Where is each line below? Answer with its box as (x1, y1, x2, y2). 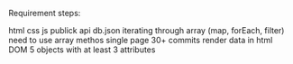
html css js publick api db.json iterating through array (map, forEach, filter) (8, 25, 285, 35)
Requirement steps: (8, 8, 81, 18)
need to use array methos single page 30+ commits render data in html (8, 35, 273, 45)
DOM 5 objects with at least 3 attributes (8, 44, 156, 55)
